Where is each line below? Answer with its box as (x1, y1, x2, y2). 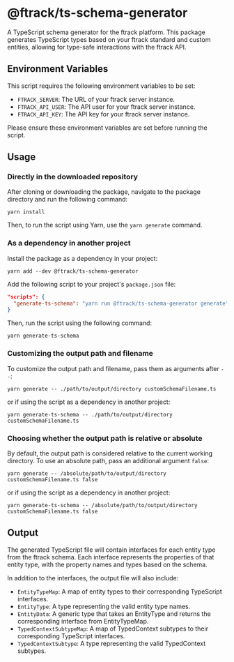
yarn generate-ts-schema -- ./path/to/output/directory (7, 411, 173, 418)
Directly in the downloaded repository (7, 172, 138, 182)
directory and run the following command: (7, 195, 128, 204)
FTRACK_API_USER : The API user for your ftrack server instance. (17, 103, 196, 111)
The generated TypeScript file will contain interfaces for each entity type (7, 546, 216, 554)
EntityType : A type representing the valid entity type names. (17, 602, 191, 610)
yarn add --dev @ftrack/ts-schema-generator (7, 267, 139, 275)
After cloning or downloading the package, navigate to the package (7, 188, 201, 196)
